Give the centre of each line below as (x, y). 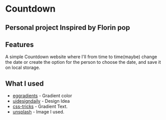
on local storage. (23, 68)
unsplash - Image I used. (38, 112)
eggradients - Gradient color (42, 96)
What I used (25, 83)
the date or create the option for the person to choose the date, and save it (83, 62)
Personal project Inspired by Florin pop (68, 28)
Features (19, 44)
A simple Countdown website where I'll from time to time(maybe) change (81, 57)
